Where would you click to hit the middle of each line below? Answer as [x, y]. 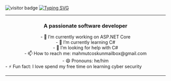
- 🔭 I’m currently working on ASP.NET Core [85, 37]
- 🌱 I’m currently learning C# [85, 42]
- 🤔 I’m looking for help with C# [85, 48]
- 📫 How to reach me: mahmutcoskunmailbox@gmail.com [85, 53]
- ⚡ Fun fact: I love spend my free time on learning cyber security [74, 67]
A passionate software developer [85, 25]
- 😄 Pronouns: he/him [85, 61]
